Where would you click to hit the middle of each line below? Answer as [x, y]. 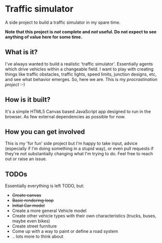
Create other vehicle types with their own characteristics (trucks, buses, [84, 216]
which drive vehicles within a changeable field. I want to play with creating [79, 69]
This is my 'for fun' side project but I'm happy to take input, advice [71, 144]
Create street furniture [34, 226]
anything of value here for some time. [44, 37]
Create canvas [26, 195]
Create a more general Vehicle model [49, 211]
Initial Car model [28, 206]
